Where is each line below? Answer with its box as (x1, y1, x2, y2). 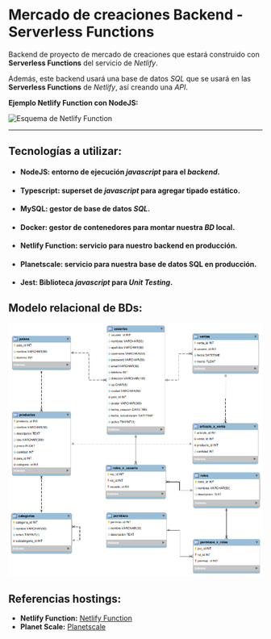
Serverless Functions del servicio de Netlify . (8, 58, 159, 68)
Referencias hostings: (8, 591, 122, 606)
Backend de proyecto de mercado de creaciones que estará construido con (8, 49, 260, 59)
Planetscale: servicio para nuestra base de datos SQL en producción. (19, 259, 257, 269)
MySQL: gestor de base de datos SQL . (19, 204, 151, 214)
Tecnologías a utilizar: (8, 144, 123, 158)
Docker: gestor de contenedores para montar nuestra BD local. (19, 222, 236, 232)
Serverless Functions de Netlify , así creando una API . (8, 82, 188, 92)
